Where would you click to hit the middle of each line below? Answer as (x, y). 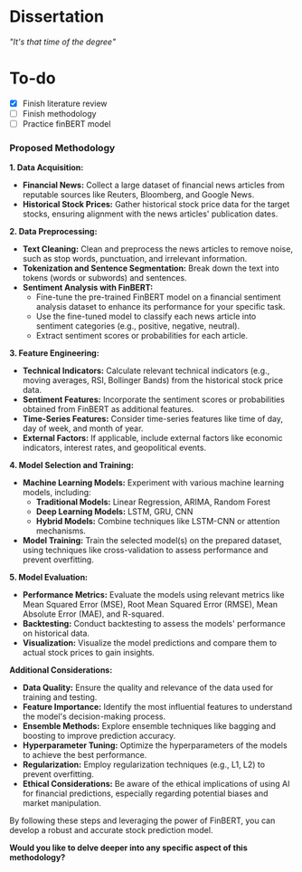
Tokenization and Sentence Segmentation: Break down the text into (151, 268)
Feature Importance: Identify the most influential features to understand (157, 707)
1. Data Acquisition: (47, 168)
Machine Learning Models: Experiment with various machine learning (153, 483)
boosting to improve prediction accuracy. (99, 736)
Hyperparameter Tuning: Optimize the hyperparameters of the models (155, 745)
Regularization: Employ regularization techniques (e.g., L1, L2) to (143, 765)
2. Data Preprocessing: (53, 232)
